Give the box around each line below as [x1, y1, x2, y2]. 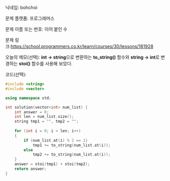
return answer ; [14, 166, 47, 171]
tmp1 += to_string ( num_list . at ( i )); [32, 142, 111, 148]
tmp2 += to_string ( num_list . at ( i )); [32, 152, 111, 157]
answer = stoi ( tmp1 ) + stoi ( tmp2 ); [14, 162, 90, 167]
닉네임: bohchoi [5, 5, 37, 10]
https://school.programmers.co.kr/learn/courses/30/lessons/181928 [10, 43, 154, 49]
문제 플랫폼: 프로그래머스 [5, 15, 55, 21]
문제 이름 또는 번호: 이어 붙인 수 [5, 26, 68, 32]
